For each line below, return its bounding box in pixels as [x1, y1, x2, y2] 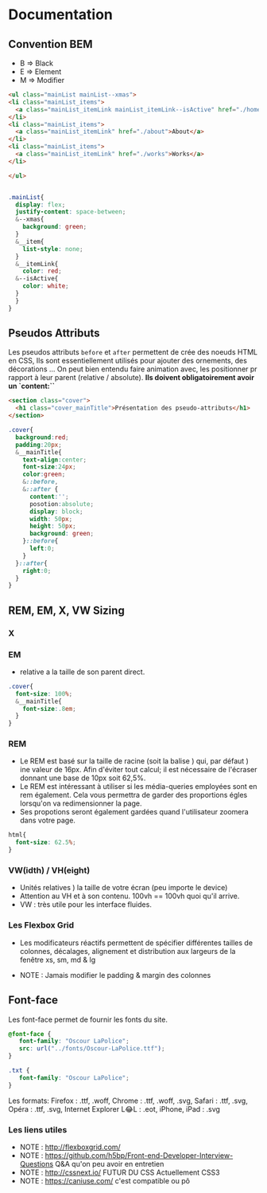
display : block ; [29, 508, 83, 516]
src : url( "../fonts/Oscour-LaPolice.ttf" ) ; [18, 1045, 165, 1053]
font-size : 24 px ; [22, 463, 77, 471]
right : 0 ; [22, 567, 52, 575]
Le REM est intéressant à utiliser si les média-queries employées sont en [19, 782, 257, 791]
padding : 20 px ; [15, 441, 62, 449]
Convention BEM [8, 37, 93, 51]
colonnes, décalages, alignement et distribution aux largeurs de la [19, 946, 236, 956]
